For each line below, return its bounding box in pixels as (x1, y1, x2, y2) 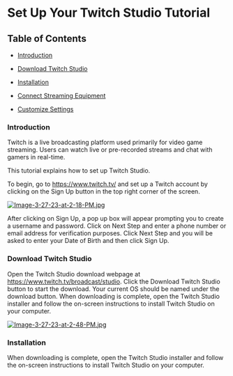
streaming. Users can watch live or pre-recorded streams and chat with (7, 146, 213, 154)
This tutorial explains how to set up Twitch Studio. (7, 166, 151, 175)
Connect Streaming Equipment (17, 92, 106, 100)
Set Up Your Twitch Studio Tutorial (7, 5, 211, 21)
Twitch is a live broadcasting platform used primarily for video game (7, 138, 203, 147)
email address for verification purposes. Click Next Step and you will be (7, 229, 213, 237)
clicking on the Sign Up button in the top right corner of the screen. (7, 187, 200, 196)
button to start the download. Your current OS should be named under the (7, 284, 220, 293)
